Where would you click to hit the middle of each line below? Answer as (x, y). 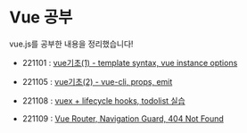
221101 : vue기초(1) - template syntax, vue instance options (130, 62)
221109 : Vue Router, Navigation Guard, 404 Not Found (123, 118)
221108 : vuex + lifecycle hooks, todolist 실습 (103, 100)
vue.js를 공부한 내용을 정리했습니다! (71, 44)
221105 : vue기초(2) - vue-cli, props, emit (97, 81)
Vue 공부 (41, 17)
